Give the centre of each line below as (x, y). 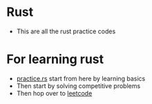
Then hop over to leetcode (54, 93)
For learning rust (55, 59)
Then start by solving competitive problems (78, 86)
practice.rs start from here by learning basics (81, 78)
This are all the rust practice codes (66, 31)
